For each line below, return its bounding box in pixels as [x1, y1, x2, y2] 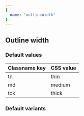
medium [50, 81, 70, 88]
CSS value [50, 64, 76, 72]
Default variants [5, 105, 46, 112]
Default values [5, 51, 42, 58]
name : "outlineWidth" [10, 12, 56, 17]
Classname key [8, 64, 46, 72]
